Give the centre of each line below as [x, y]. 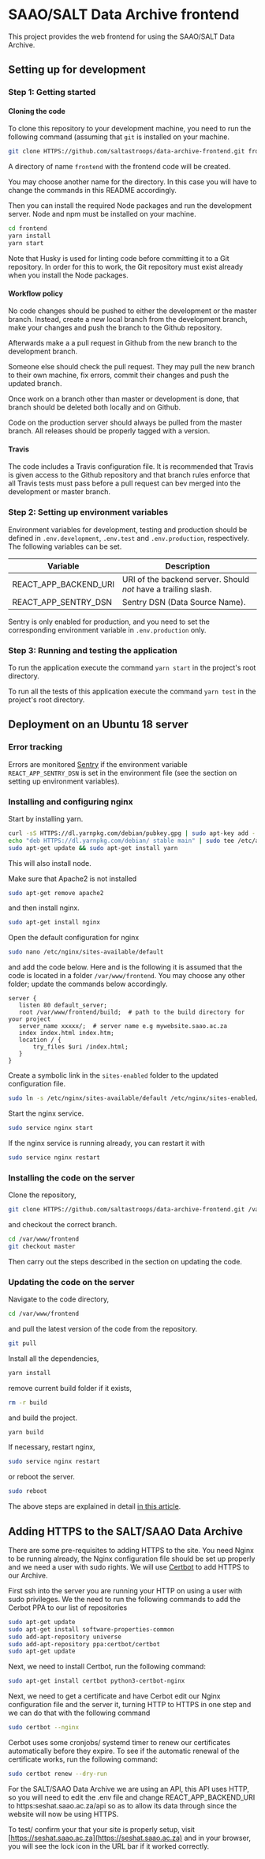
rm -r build [28, 1402]
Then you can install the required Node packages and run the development [130, 206]
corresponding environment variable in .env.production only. [107, 629]
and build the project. [43, 1418]
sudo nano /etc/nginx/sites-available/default [86, 952]
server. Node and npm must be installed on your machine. [102, 214]
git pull [22, 1343]
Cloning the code [37, 111]
